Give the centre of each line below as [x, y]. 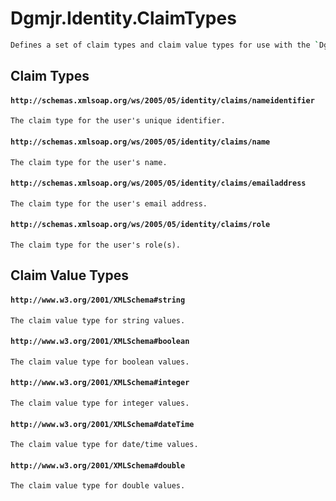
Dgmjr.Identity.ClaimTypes [123, 18]
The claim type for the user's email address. [109, 203]
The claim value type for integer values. [100, 403]
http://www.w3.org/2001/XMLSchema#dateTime [102, 424]
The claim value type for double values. [98, 486]
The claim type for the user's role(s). [96, 245]
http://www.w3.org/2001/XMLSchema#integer [100, 383]
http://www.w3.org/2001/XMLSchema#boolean [100, 342]
